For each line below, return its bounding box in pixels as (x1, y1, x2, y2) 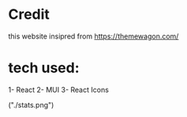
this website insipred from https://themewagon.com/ (8, 31, 179, 41)
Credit (8, 5, 50, 24)
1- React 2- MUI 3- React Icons (8, 85, 109, 94)
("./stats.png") (8, 100, 54, 109)
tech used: (8, 59, 80, 77)
